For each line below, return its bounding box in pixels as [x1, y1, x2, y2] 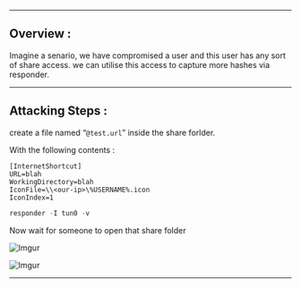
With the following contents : [9, 144, 116, 155]
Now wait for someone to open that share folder [9, 224, 186, 235]
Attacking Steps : [9, 104, 107, 119]
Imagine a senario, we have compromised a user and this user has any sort [9, 50, 287, 61]
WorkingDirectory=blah [9, 177, 94, 186]
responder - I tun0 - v [9, 208, 90, 217]
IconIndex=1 [9, 193, 54, 202]
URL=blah [9, 169, 42, 179]
